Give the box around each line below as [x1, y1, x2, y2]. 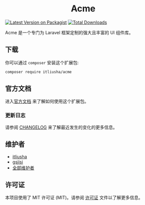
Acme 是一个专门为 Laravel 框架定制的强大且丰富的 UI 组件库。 [5, 29, 134, 35]
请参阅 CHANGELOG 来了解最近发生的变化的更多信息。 [5, 124, 118, 130]
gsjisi [12, 159, 23, 165]
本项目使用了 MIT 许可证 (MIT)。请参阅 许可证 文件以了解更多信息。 [5, 195, 143, 201]
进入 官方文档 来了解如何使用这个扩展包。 [5, 99, 89, 104]
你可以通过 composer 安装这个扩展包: [5, 59, 79, 65]
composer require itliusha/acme [5, 69, 72, 74]
